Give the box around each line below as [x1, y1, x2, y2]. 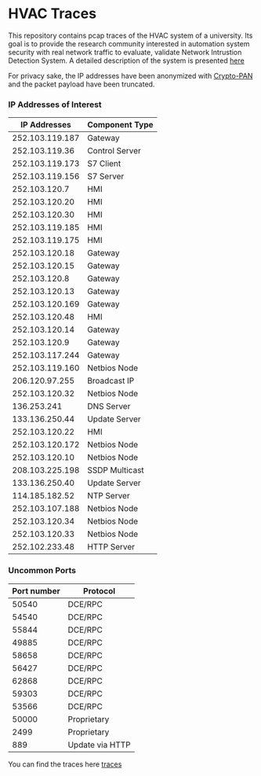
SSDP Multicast [87, 465, 145, 476]
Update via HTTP [67, 739, 131, 750]
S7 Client [87, 158, 121, 169]
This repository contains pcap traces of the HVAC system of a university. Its [8, 31, 253, 40]
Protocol [83, 585, 116, 596]
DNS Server [87, 401, 131, 412]
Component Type [87, 120, 154, 131]
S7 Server [87, 171, 125, 182]
